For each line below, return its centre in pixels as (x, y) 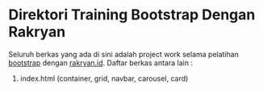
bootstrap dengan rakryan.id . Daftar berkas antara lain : (101, 63)
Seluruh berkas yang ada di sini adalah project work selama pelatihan (124, 54)
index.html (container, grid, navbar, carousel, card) (104, 78)
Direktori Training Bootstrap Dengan (132, 15)
